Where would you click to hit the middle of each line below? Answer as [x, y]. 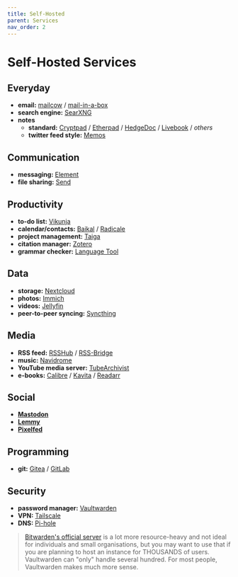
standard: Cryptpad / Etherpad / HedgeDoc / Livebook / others [120, 127]
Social [21, 398]
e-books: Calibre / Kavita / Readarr [69, 375]
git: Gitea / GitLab [44, 469]
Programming [38, 451]
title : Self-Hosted [36, 14]
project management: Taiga [59, 236]
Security [27, 491]
